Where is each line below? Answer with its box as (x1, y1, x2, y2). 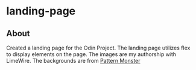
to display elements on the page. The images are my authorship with (6, 51, 177, 58)
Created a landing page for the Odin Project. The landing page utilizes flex (6, 44, 191, 51)
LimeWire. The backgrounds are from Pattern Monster (6, 57, 141, 64)
